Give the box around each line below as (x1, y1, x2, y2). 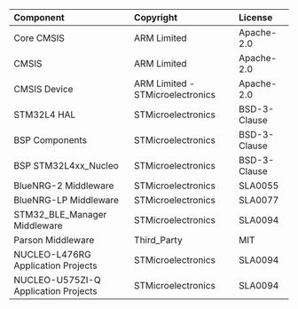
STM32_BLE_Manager (13, 209, 107, 220)
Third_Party (134, 234, 184, 246)
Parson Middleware (13, 234, 95, 246)
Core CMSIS (13, 32, 65, 44)
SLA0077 (239, 194, 279, 206)
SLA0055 (239, 179, 279, 192)
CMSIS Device (13, 83, 74, 95)
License (239, 12, 273, 23)
